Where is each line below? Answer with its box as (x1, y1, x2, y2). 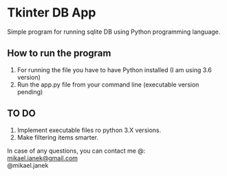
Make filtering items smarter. (17, 133, 98, 142)
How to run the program (7, 47, 111, 59)
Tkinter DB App (7, 5, 96, 21)
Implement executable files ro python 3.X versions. (17, 126, 162, 134)
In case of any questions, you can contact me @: (7, 146, 146, 155)
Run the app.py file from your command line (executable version (17, 80, 199, 89)
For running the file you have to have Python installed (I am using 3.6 (17, 65, 212, 74)
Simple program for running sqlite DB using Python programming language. (7, 27, 221, 36)
